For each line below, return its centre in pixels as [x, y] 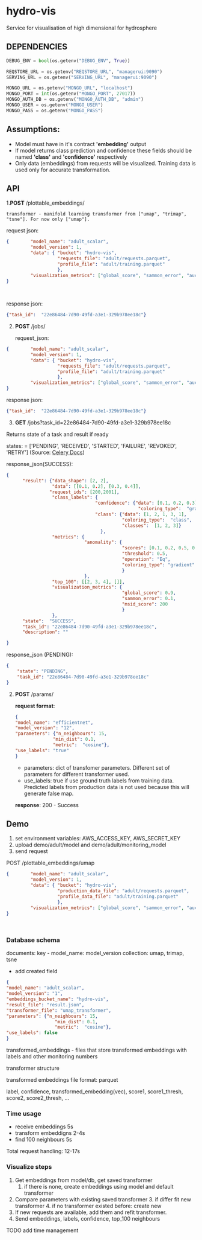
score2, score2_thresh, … [38, 1098]
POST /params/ [34, 694]
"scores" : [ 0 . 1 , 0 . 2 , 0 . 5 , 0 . [160, 548]
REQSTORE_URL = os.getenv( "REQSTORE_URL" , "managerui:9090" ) [84, 72]
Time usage [24, 1114]
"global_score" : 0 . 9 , [149, 593]
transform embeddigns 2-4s [50, 1133]
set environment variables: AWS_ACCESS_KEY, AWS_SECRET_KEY [98, 839]
